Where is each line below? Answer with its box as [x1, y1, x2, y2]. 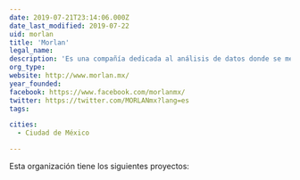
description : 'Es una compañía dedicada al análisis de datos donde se [9, 54, 281, 63]
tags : [9, 104, 29, 113]
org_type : [9, 63, 46, 72]
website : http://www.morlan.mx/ [9, 71, 129, 80]
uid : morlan [9, 29, 54, 38]
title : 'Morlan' [9, 37, 70, 47]
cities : [9, 120, 38, 129]
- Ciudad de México [17, 128, 90, 138]
